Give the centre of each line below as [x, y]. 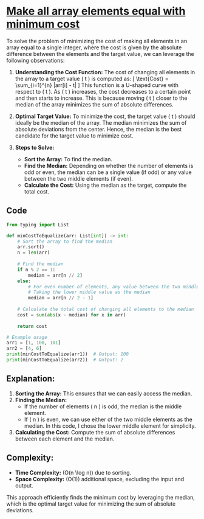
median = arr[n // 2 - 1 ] [61, 298]
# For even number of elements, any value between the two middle [114, 287]
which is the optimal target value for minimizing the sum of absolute [91, 504]
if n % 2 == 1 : [36, 270]
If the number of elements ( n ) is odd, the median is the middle [103, 406]
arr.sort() [31, 247]
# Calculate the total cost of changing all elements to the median [106, 309]
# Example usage [27, 337]
